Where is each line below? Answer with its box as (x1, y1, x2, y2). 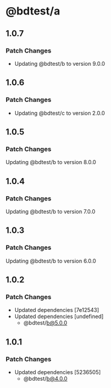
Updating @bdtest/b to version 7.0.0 (5, 208, 96, 215)
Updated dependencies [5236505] (14, 369, 101, 375)
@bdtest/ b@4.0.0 (23, 375, 68, 382)
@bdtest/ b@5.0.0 (23, 319, 68, 326)
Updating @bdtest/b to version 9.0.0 (14, 60, 106, 67)
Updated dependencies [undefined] (14, 313, 104, 320)
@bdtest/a (5, 4, 60, 18)
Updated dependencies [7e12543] (14, 307, 100, 314)
